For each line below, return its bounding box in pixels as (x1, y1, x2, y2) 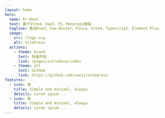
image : (9, 31, 23, 36)
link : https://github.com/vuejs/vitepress (18, 73, 108, 78)
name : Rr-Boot (9, 17, 39, 22)
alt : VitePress (14, 40, 46, 45)
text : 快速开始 (18, 54, 47, 59)
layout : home (5, 7, 32, 13)
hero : (5, 12, 16, 17)
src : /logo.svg (14, 36, 46, 41)
